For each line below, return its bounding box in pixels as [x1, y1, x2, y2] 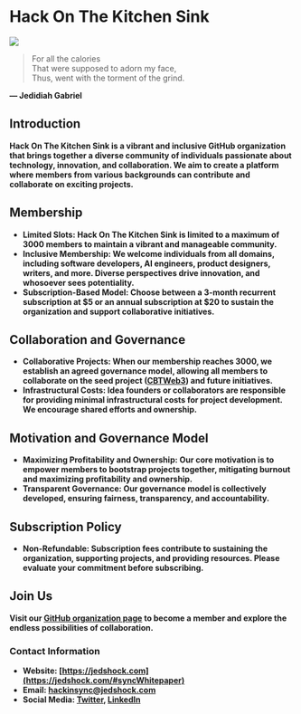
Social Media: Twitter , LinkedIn [22, 694, 141, 705]
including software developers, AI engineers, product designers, [22, 258, 271, 269]
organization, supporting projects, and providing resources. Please [22, 553, 280, 563]
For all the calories [31, 52, 101, 64]
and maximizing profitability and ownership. [22, 473, 193, 485]
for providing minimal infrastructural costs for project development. [22, 395, 283, 405]
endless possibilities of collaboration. [9, 622, 154, 633]
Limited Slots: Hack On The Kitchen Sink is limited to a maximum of [22, 229, 280, 240]
